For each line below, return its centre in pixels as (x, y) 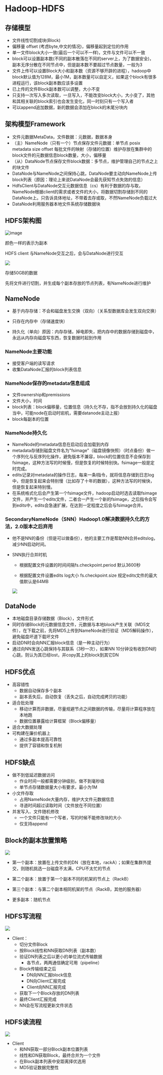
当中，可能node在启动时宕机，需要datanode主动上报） (67, 413)
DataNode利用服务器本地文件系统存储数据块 (56, 204)
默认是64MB (36, 581)
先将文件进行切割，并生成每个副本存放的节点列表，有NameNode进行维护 (78, 283)
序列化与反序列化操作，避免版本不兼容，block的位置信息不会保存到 (83, 457)
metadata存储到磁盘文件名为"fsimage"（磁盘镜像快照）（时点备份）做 (81, 450)
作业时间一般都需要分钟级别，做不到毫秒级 (62, 781)
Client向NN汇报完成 (46, 987)
